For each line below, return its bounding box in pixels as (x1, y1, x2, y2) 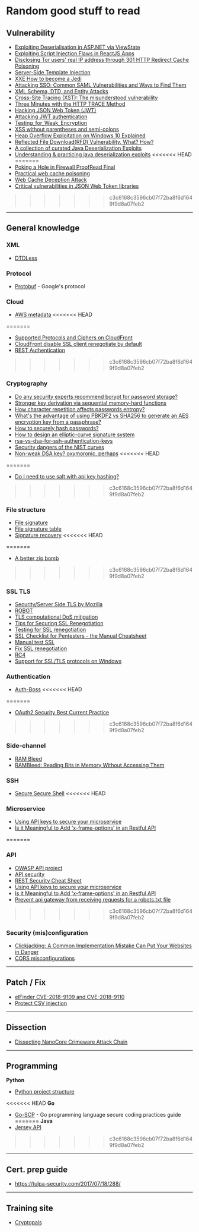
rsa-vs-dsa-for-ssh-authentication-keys (14, 437, 113, 444)
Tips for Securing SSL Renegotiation (14, 620, 104, 627)
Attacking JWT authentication (14, 113, 88, 120)
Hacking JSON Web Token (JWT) (14, 107, 97, 114)
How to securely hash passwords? (14, 424, 99, 431)
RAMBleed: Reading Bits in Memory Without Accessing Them (14, 761, 165, 768)
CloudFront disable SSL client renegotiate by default (14, 341, 142, 348)
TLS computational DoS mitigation (14, 613, 98, 620)
